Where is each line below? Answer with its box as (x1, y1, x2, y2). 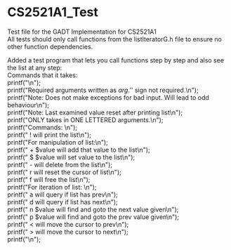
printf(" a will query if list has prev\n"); (7, 190, 118, 199)
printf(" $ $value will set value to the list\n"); (7, 152, 136, 162)
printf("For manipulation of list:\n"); (7, 138, 109, 146)
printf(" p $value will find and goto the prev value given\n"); (7, 212, 180, 221)
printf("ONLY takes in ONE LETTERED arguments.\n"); (7, 115, 164, 124)
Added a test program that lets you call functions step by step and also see (7, 55, 225, 64)
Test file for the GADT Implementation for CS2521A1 (7, 27, 157, 36)
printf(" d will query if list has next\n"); (7, 197, 118, 206)
